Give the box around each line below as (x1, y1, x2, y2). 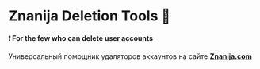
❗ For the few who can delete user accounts (8, 33, 153, 42)
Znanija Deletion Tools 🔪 (8, 7, 171, 25)
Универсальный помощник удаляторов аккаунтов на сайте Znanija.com (8, 51, 252, 61)
